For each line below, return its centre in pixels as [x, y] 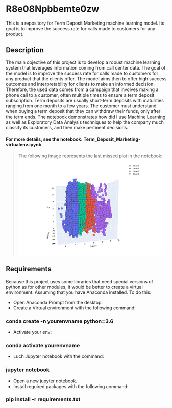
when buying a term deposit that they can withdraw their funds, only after [83, 111]
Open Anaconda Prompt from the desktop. [58, 302]
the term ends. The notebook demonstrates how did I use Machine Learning [86, 117]
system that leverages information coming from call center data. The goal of [86, 67]
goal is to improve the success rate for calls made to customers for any [80, 28]
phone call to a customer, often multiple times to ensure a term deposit [80, 95]
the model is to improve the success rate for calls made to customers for [82, 73]
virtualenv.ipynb [24, 145]
